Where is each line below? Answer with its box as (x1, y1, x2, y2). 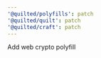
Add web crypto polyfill (7, 43, 76, 52)
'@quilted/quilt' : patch (7, 17, 81, 24)
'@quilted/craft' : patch (7, 23, 81, 30)
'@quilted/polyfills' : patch (7, 10, 94, 18)
